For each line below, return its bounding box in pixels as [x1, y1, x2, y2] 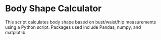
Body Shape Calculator [5, 3, 102, 14]
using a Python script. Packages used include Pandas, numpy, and [5, 24, 141, 30]
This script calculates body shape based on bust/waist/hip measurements [5, 19, 156, 25]
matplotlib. [5, 29, 27, 35]
